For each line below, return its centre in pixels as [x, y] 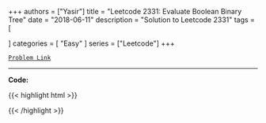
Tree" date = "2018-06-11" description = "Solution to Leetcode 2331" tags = [132, 20]
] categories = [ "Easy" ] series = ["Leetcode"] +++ [92, 43]
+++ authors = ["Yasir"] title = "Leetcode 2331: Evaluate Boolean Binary [125, 11]
